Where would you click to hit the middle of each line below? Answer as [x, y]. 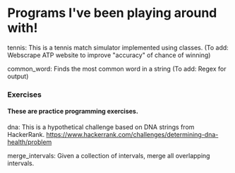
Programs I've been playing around [112, 13]
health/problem [30, 142]
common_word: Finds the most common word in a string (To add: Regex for [117, 68]
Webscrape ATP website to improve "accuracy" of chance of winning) [109, 55]
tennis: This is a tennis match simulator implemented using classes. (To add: [118, 47]
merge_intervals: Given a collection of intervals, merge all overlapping [109, 156]
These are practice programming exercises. [73, 112]
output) [18, 76]
